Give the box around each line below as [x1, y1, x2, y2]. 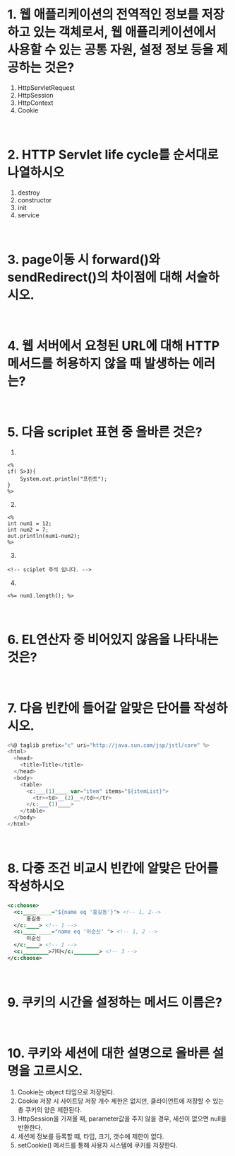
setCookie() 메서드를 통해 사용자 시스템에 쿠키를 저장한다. [17, 1140, 178, 1149]
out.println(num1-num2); [7, 532, 80, 539]
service [17, 210, 40, 219]
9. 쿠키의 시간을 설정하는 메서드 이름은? [7, 994, 222, 1010]
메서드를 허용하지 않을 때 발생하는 [7, 355, 190, 372]
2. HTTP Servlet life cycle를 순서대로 [7, 147, 219, 163]
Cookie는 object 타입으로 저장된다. [17, 1087, 115, 1096]
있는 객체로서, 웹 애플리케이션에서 [32, 24, 217, 40]
